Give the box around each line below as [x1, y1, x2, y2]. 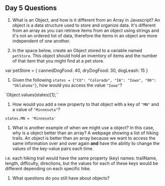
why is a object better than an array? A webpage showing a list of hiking [12, 130, 159, 136]
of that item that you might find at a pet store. [12, 58, 104, 63]
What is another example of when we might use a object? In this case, [12, 124, 155, 130]
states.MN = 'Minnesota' [5, 116, 56, 121]
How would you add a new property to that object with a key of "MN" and [12, 101, 159, 107]
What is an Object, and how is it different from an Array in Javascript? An [12, 17, 161, 23]
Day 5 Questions [5, 4, 57, 12]
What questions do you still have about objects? [12, 175, 110, 181]
